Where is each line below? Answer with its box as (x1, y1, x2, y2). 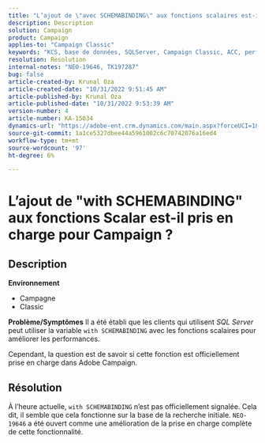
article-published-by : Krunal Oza (8, 93, 122, 100)
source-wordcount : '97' (8, 144, 87, 152)
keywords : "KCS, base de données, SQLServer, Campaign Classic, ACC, (8, 48, 242, 56)
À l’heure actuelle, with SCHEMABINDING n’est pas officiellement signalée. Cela (8, 402, 257, 411)
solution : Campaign (8, 26, 73, 34)
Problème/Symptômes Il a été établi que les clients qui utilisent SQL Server (8, 317, 254, 327)
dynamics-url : (8, 122, 55, 130)
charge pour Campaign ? (8, 226, 174, 244)
